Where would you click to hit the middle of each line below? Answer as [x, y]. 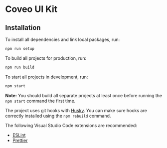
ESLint [19, 135]
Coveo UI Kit [31, 9]
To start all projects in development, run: [47, 77]
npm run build [20, 67]
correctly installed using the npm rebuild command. [58, 116]
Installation [23, 28]
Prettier [20, 140]
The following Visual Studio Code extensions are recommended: [71, 125]
